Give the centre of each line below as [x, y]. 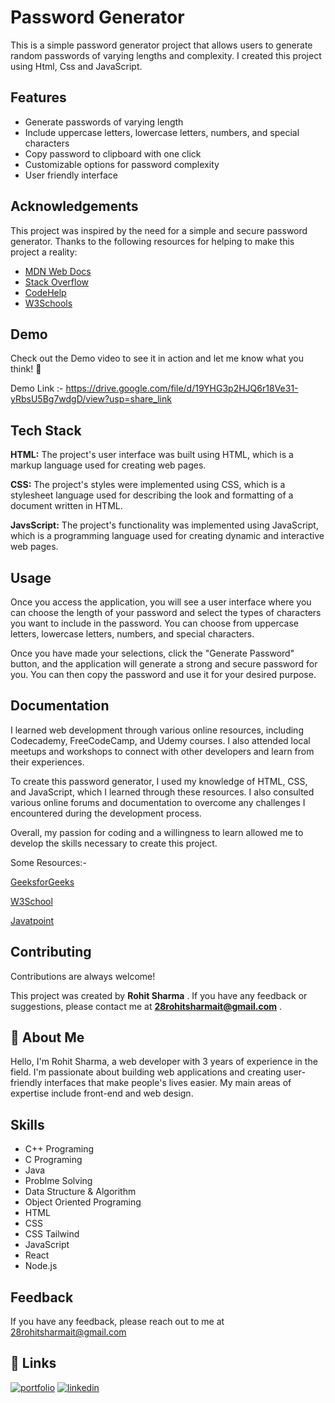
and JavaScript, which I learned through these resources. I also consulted [162, 792]
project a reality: [44, 252]
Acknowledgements [74, 206]
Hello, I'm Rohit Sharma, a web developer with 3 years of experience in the [164, 1062]
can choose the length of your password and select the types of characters [166, 612]
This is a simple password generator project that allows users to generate [161, 45]
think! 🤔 [26, 369]
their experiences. [47, 762]
